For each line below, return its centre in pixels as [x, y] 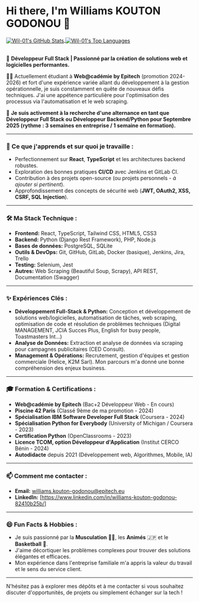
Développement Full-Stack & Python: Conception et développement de [103, 311]
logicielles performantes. [38, 65]
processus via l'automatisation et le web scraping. [67, 101]
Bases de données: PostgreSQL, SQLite [64, 246]
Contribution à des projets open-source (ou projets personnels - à [95, 178]
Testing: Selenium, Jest [44, 265]
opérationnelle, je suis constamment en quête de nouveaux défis [85, 89]
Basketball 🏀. [31, 544]
